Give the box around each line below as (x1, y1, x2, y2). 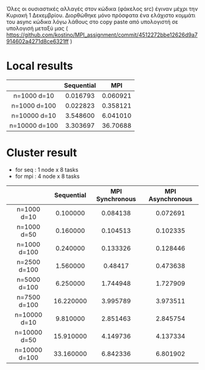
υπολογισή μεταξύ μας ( (6, 24, 68, 32)
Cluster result (6, 146, 77, 160)
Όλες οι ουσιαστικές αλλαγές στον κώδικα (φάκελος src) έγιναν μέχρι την (6, 6, 198, 12)
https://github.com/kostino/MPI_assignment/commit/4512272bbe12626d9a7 (6, 31, 198, 39)
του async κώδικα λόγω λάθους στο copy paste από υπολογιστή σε (6, 18, 179, 25)
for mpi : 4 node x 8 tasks (15, 172, 80, 180)
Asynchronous (148, 194, 193, 203)
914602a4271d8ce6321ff (6, 38, 69, 45)
